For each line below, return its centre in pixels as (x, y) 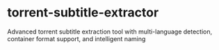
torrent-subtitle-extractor (83, 13)
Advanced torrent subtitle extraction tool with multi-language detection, (110, 32)
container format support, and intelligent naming (76, 38)
